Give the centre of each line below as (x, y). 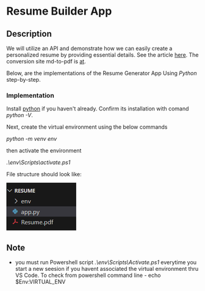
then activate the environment (44, 151)
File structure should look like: (44, 174)
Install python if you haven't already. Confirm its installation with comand (98, 109)
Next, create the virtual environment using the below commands (87, 127)
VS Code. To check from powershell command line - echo (88, 275)
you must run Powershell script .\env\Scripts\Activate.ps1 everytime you (106, 262)
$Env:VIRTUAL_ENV (40, 282)
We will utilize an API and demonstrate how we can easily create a (89, 48)
